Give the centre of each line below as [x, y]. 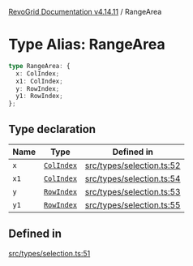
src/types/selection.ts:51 [49, 253]
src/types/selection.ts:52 [133, 165]
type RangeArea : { [39, 66]
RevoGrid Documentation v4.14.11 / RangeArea [85, 12]
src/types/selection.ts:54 [133, 179]
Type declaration [52, 129]
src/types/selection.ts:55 [133, 205]
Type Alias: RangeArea [87, 45]
